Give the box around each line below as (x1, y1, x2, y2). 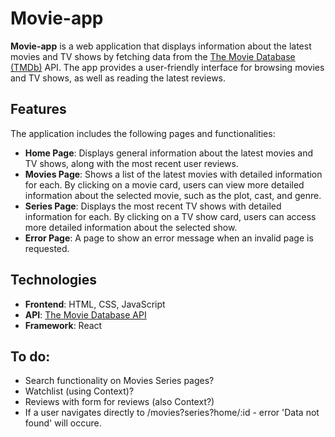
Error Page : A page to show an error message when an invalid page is (24, 232, 314, 244)
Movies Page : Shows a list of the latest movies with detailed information (24, 168, 323, 180)
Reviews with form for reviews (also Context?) (24, 396, 215, 408)
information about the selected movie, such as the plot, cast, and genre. (24, 189, 322, 201)
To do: (10, 348, 51, 365)
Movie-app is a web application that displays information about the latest (10, 40, 312, 52)
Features (10, 101, 67, 118)
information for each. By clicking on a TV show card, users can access (24, 210, 317, 222)
